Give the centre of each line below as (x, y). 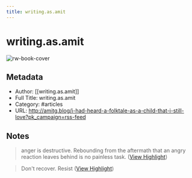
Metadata (25, 77)
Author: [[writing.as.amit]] (47, 91)
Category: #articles (39, 104)
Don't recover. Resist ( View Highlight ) (67, 168)
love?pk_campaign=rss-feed (50, 117)
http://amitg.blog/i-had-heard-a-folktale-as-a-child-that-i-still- (107, 111)
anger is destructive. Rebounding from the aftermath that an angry (103, 150)
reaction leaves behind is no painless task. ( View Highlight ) (94, 157)
